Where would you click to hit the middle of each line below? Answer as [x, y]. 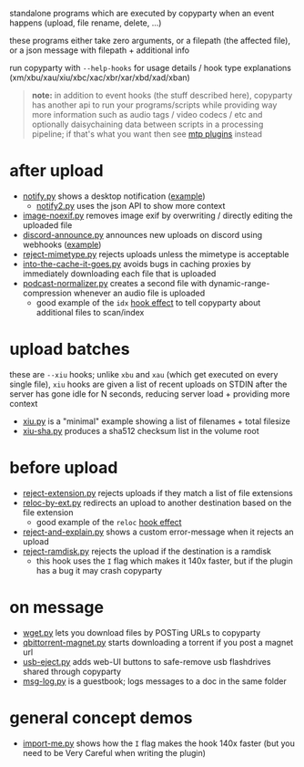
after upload [57, 171]
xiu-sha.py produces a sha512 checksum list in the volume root [141, 430]
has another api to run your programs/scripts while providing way [154, 105]
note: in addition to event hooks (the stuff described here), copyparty [162, 95]
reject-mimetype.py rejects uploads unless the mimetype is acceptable [156, 254]
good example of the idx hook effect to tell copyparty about [148, 302]
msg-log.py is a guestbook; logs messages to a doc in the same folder [154, 681]
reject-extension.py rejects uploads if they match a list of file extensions [157, 492]
